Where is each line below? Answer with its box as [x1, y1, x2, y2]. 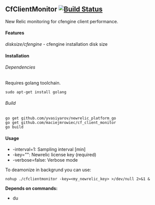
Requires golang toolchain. [5, 80, 61, 86]
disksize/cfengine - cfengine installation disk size [5, 41, 108, 47]
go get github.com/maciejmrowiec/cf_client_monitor [5, 120, 116, 125]
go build [5, 124, 24, 130]
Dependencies [5, 64, 35, 71]
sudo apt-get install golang [5, 89, 67, 95]
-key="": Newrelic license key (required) [12, 152, 97, 158]
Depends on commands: [5, 185, 58, 191]
